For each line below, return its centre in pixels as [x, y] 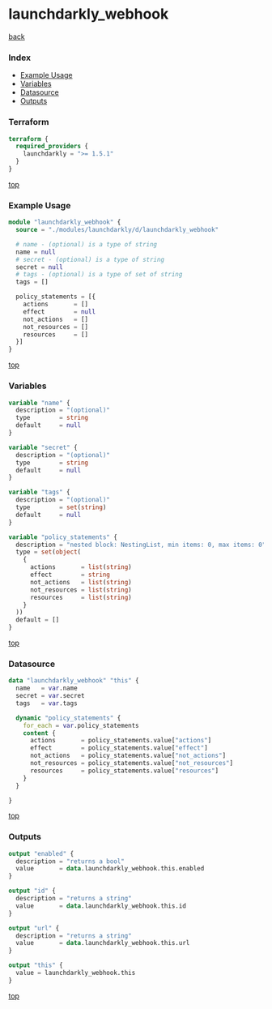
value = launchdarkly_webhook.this [76, 973]
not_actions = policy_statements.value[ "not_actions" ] [128, 756]
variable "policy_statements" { [63, 537]
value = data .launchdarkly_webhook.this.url [103, 943]
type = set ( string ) [61, 507]
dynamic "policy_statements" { [68, 718]
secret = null [39, 267]
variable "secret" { [43, 447]
